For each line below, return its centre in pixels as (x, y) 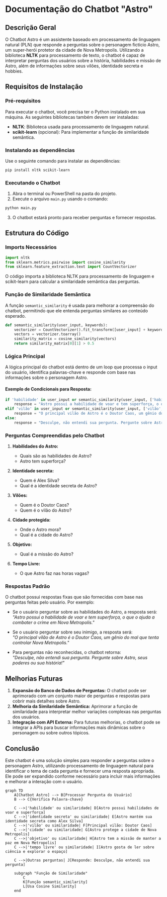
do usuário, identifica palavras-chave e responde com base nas (70, 372)
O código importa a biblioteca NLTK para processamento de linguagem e (80, 276)
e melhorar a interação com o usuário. (44, 781)
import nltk (17, 258)
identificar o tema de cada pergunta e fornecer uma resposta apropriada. (80, 771)
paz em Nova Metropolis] (31, 843)
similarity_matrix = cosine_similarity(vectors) (65, 339)
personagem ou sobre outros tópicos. (51, 733)
